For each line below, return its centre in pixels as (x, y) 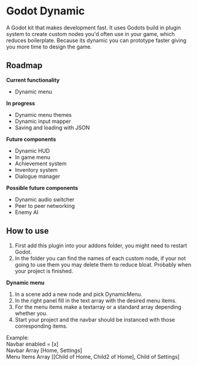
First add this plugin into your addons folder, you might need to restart (101, 245)
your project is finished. (44, 271)
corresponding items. (41, 326)
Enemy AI (27, 212)
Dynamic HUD (32, 150)
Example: (18, 337)
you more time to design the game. (49, 47)
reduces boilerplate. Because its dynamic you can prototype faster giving (96, 40)
